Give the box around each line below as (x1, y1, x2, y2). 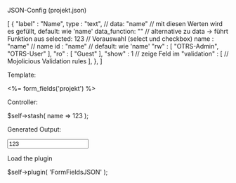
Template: (7, 70, 37, 79)
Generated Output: (7, 125, 62, 133)
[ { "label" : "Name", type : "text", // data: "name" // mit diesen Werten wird (7, 20, 223, 27)
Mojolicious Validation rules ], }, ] (7, 57, 103, 65)
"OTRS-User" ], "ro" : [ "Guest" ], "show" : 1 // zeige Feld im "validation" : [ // (7, 49, 229, 58)
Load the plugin (7, 154, 53, 163)
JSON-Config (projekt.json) (7, 6, 87, 14)
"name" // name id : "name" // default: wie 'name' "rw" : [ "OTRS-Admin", (7, 42, 219, 50)
